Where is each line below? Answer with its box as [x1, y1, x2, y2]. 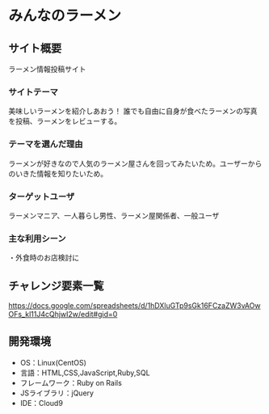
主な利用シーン [8, 233, 66, 244]
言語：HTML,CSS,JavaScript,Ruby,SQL [19, 368, 151, 378]
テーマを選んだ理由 [8, 138, 83, 150]
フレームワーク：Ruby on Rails [19, 378, 123, 387]
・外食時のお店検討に [8, 253, 79, 263]
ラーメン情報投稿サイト [8, 65, 86, 74]
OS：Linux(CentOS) [19, 357, 87, 367]
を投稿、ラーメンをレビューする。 [8, 116, 122, 126]
